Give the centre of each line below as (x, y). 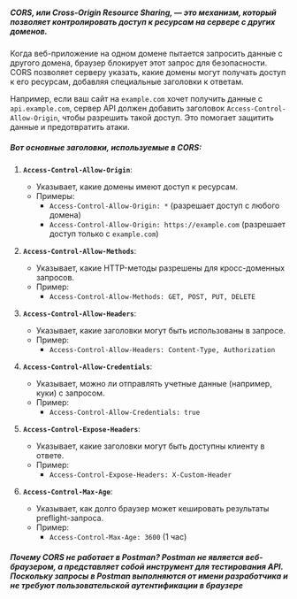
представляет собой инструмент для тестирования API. (174, 566)
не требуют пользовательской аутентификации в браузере (127, 585)
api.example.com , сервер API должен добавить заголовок (118, 108)
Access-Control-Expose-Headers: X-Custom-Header (141, 475)
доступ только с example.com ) (104, 234)
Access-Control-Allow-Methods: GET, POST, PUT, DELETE (152, 296)
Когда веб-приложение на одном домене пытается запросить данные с (146, 53)
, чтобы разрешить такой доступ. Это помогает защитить (166, 117)
